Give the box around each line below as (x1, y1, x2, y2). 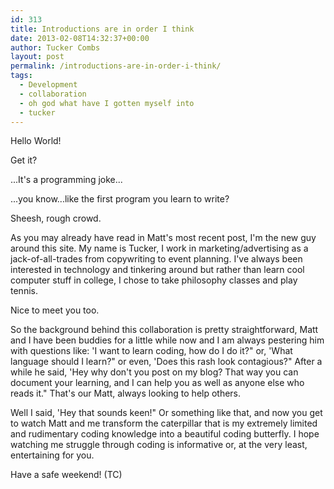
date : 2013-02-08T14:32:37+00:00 (10, 33, 150, 43)
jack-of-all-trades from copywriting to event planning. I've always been (10, 253, 303, 265)
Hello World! (10, 135, 62, 147)
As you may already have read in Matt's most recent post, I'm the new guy (10, 232, 317, 244)
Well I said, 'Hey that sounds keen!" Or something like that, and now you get (10, 407, 323, 419)
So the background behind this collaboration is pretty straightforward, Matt (10, 324, 319, 336)
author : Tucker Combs (10, 42, 101, 53)
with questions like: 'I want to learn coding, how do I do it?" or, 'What (10, 345, 293, 357)
